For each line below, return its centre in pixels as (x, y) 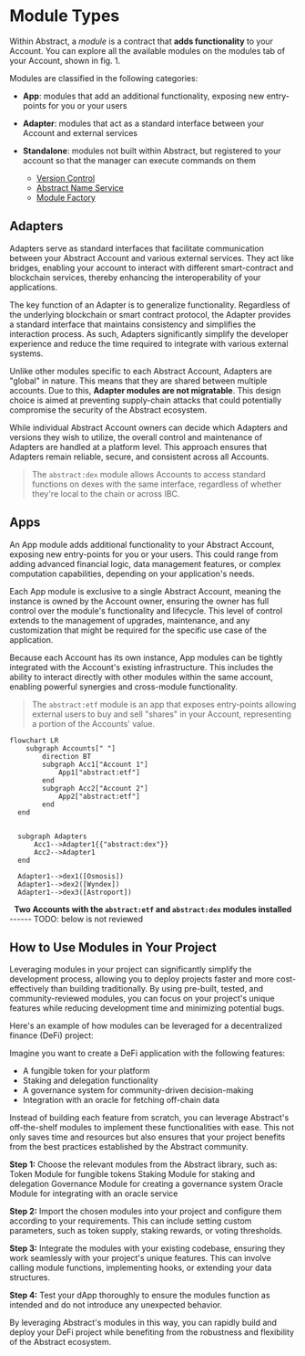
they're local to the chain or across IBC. (106, 493)
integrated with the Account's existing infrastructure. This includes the (142, 667)
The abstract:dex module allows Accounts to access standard (148, 474)
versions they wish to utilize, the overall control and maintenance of (136, 437)
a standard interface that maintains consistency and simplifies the (133, 324)
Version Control (66, 178)
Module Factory (66, 197)
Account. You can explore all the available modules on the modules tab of (147, 50)
